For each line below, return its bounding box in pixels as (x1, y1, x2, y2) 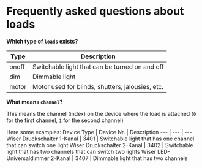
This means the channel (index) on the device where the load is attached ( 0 (6, 110, 196, 117)
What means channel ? (6, 98, 63, 105)
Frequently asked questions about (6, 4, 184, 18)
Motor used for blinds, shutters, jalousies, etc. (32, 82, 164, 91)
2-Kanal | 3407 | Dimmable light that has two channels (50, 155, 188, 162)
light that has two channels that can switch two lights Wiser (6, 148, 156, 155)
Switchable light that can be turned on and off (32, 63, 164, 71)
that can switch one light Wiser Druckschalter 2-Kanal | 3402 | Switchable (6, 141, 193, 148)
